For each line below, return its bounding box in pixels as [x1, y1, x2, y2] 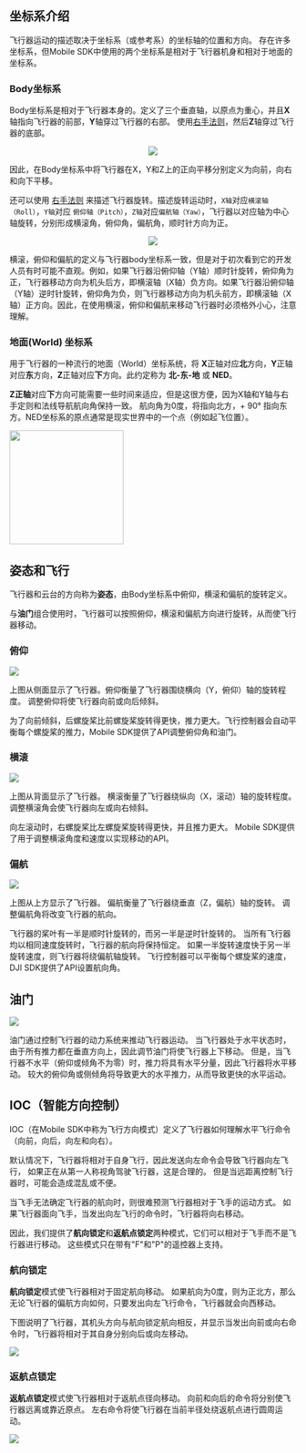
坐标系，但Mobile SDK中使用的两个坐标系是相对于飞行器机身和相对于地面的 [9, 46, 293, 56]
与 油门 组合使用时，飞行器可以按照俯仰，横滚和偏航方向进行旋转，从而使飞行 [9, 609, 297, 619]
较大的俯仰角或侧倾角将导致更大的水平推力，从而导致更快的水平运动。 [26, 1069, 291, 1080]
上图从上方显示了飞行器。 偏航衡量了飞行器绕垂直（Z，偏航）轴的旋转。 [9, 897, 280, 908]
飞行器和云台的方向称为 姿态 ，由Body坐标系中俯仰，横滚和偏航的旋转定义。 [9, 588, 293, 599]
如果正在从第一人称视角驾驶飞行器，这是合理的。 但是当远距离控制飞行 [26, 1165, 293, 1177]
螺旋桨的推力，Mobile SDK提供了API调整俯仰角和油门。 [33, 726, 242, 737]
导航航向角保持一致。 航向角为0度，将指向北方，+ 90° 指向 [56, 400, 280, 412]
